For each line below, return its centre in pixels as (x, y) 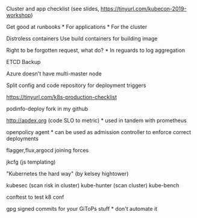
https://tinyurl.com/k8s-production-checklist (62, 97)
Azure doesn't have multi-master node (54, 74)
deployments (23, 139)
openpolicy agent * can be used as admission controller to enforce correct (99, 132)
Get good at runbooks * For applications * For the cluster (77, 27)
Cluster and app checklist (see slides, (53, 9)
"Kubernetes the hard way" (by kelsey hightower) (67, 174)
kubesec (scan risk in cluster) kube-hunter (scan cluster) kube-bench (93, 185)
